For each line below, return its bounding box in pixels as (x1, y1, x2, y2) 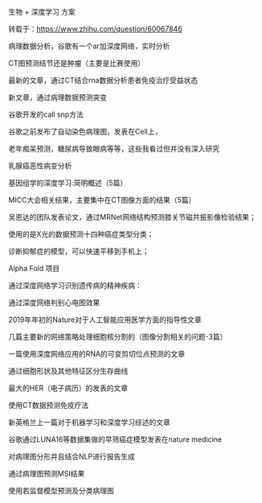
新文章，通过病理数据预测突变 (8, 93, 107, 102)
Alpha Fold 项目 (8, 264, 60, 273)
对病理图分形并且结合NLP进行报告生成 (8, 451, 135, 461)
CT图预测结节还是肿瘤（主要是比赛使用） (8, 59, 145, 68)
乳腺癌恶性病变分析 (8, 161, 72, 171)
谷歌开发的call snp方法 (8, 109, 84, 119)
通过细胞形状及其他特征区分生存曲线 (8, 366, 129, 376)
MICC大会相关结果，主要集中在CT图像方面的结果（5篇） (8, 196, 196, 204)
